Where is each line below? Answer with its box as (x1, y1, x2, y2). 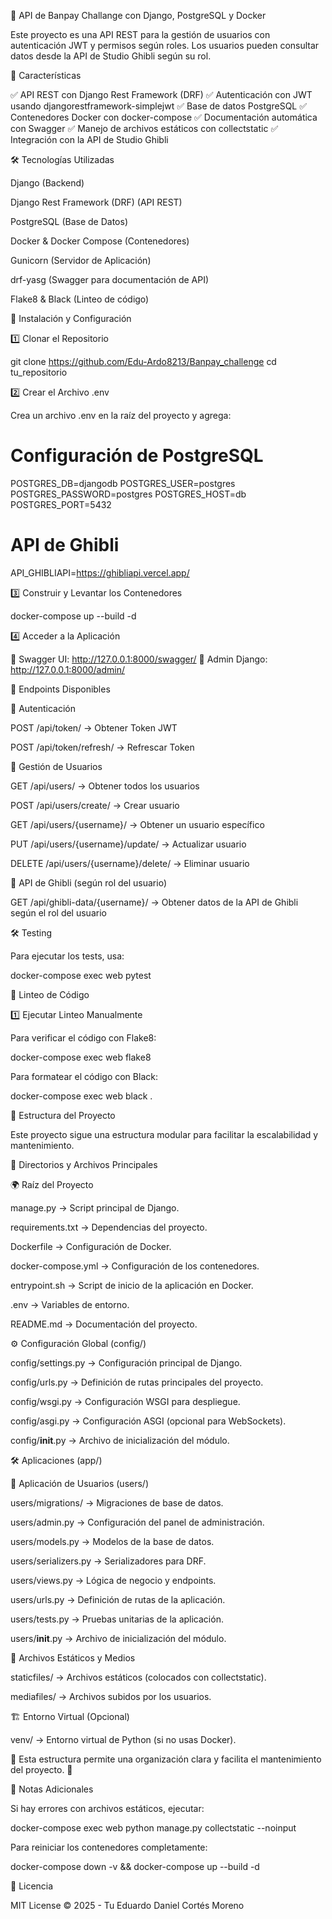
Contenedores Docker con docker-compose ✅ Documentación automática (10, 111, 318, 123)
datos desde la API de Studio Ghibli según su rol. (10, 50, 212, 62)
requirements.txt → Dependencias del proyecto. (10, 1221, 208, 1233)
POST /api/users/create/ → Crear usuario (10, 799, 180, 811)
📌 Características (10, 70, 82, 81)
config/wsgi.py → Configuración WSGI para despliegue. (10, 1395, 241, 1407)
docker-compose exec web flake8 (10, 1051, 152, 1063)
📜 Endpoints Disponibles (10, 683, 111, 695)
